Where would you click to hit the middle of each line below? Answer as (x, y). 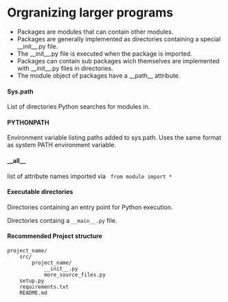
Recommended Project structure (55, 236)
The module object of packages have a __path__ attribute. (99, 75)
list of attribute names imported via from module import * (90, 176)
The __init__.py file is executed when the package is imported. (104, 54)
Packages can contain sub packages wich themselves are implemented (118, 61)
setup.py (32, 281)
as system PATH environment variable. (62, 145)
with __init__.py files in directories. (65, 68)
